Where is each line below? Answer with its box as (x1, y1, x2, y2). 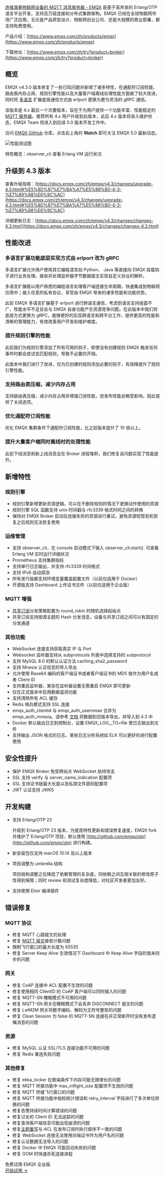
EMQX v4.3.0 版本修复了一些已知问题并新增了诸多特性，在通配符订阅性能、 (5, 84, 158, 90)
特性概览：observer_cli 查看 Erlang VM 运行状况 (5, 151, 102, 157)
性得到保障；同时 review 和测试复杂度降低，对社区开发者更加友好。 (12, 877, 149, 883)
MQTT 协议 (5, 920, 32, 927)
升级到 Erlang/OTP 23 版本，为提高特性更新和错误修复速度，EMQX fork (12, 827, 157, 833)
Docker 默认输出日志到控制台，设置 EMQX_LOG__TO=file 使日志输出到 (12, 720, 155, 726)
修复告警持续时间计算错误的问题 (12, 1108, 77, 1114)
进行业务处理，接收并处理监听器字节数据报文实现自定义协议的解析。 (9, 273, 147, 279)
